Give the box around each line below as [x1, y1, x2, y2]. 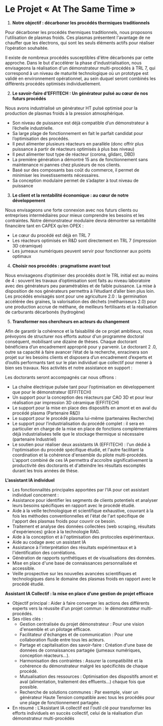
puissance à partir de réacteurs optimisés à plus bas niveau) [12, 146, 135, 152]
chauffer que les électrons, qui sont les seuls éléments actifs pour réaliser [5, 39, 155, 45]
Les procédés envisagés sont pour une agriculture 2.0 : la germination [5, 293, 147, 299]
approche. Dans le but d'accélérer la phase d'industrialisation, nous [5, 60, 142, 66]
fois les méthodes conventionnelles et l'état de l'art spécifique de [12, 513, 145, 519]
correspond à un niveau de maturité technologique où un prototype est [5, 70, 149, 76]
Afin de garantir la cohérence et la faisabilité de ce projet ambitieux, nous [5, 328, 153, 334]
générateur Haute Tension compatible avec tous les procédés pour [19, 694, 155, 700]
